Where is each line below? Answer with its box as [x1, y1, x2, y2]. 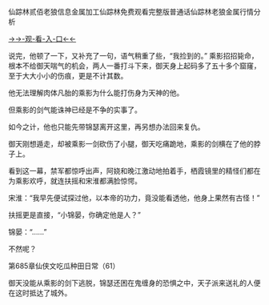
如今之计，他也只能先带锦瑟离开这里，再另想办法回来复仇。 [8, 122, 205, 131]
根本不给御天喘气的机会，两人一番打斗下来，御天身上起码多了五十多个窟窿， [8, 61, 261, 70]
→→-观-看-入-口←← [8, 34, 77, 43]
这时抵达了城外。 [14, 288, 72, 298]
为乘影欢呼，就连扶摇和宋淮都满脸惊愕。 [8, 176, 142, 186]
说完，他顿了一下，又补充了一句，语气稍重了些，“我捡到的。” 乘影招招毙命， [8, 51, 259, 60]
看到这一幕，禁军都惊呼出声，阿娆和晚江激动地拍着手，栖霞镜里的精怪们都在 [8, 167, 261, 175]
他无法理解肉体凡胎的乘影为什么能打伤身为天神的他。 [8, 88, 184, 98]
